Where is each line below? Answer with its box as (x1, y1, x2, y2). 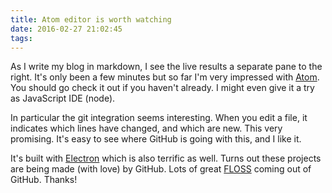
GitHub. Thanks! (10, 174, 78, 186)
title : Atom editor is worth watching (10, 14, 172, 25)
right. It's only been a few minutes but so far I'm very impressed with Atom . (10, 71, 320, 83)
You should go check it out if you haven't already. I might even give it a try (10, 82, 315, 94)
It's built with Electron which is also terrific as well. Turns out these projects (10, 152, 322, 165)
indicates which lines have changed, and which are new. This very (10, 122, 283, 135)
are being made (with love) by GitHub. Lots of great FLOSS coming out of (10, 163, 312, 175)
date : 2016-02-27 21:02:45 (10, 24, 123, 34)
